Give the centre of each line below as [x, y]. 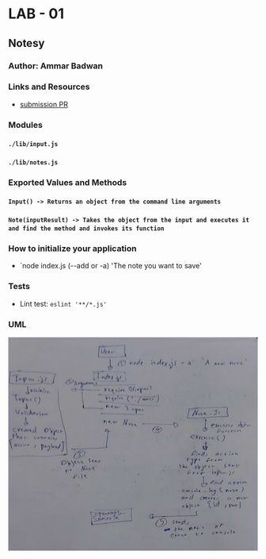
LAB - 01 [36, 14]
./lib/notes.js [33, 162]
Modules [26, 125]
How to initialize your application [72, 249]
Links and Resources [49, 87]
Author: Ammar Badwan [55, 66]
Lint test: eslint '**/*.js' [63, 303]
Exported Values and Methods [68, 182]
